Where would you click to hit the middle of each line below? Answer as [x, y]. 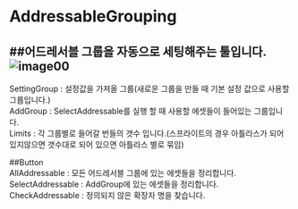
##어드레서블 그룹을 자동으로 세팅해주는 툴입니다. [138, 51]
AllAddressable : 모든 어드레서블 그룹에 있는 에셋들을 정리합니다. [123, 173]
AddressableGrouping [93, 17]
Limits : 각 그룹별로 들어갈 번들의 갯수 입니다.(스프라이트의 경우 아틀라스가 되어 [147, 133]
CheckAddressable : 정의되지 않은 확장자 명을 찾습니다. [107, 195]
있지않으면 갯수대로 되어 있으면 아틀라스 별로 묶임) [97, 144]
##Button [26, 162]
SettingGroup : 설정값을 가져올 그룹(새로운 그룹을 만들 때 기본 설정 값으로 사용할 [149, 88]
